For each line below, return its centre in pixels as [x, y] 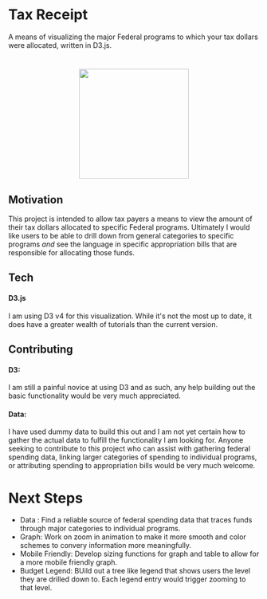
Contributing [41, 349]
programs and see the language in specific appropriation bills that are [123, 244]
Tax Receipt [48, 15]
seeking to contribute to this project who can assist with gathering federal [130, 449]
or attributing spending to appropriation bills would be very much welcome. [132, 466]
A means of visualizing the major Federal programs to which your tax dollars [133, 37]
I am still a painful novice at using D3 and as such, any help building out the [132, 388]
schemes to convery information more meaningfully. [106, 546]
